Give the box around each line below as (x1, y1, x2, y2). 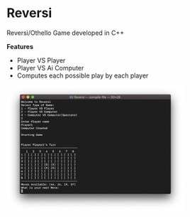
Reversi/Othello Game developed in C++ (6, 28, 125, 37)
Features (6, 42, 33, 51)
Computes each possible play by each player (16, 71, 149, 80)
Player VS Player (16, 55, 66, 65)
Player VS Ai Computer (16, 63, 84, 72)
